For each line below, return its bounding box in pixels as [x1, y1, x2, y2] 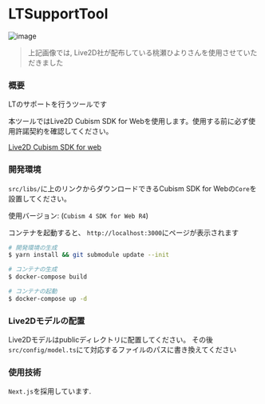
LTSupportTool [8, 5, 109, 23]
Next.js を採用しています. [8, 386, 92, 396]
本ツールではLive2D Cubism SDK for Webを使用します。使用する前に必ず [8, 117, 249, 126]
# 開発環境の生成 [8, 243, 57, 252]
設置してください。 [8, 194, 72, 203]
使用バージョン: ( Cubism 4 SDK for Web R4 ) [8, 210, 149, 220]
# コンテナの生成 [8, 266, 57, 274]
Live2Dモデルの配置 [8, 315, 85, 326]
